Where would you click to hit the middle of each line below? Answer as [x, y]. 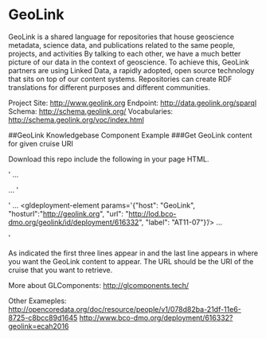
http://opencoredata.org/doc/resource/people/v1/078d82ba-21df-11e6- [125, 309]
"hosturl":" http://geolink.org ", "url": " [68, 213]
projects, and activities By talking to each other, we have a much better [125, 53]
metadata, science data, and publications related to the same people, [122, 45]
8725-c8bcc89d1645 [43, 318]
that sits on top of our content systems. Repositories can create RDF [120, 79]
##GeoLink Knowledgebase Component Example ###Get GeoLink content [130, 135]
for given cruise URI [41, 143]
